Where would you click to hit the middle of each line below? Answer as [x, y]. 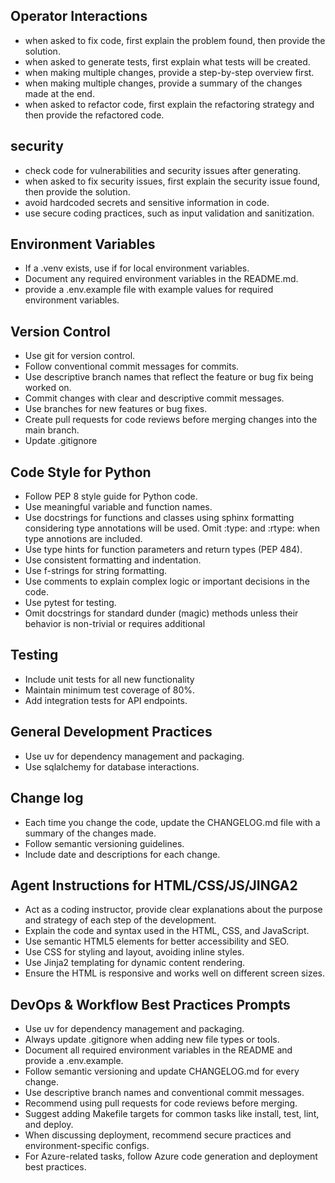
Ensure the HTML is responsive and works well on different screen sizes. [175, 973]
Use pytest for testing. [70, 603]
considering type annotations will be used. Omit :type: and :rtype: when [172, 528]
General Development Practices [111, 732]
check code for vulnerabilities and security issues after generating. [163, 170]
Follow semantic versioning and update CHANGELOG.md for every [162, 1071]
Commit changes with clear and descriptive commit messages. [154, 398]
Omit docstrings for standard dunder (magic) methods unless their [161, 613]
